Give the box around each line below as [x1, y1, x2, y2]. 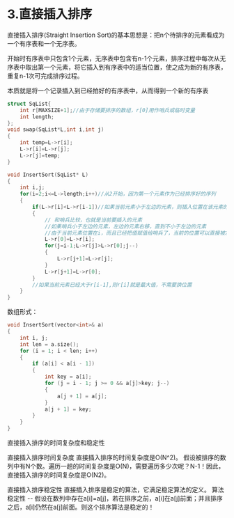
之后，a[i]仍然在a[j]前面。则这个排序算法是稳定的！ [7, 503, 155, 512]
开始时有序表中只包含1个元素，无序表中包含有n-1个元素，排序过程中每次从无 [7, 54, 226, 63]
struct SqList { [7, 100, 52, 107]
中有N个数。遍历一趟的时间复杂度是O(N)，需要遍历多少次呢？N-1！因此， [13, 462, 225, 471]
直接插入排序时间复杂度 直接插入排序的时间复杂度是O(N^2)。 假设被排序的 [7, 453, 221, 462]
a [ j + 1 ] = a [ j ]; [56, 393, 108, 400]
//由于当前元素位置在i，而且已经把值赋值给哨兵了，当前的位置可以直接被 [44, 229, 225, 237]
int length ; [19, 113, 54, 120]
